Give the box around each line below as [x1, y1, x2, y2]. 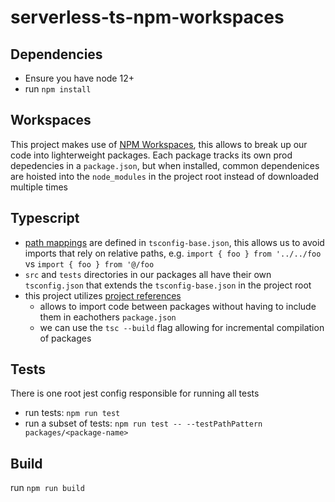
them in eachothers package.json [39, 311, 177, 323]
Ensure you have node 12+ [24, 72, 135, 84]
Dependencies [10, 46, 103, 63]
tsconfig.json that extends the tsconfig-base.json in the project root [24, 279, 312, 291]
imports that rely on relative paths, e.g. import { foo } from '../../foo [24, 247, 322, 259]
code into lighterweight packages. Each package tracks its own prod [10, 149, 293, 161]
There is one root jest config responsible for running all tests [10, 387, 260, 400]
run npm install [24, 83, 92, 95]
